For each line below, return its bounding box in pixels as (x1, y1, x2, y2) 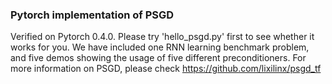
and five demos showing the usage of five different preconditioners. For (10, 52, 307, 64)
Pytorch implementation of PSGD (10, 8, 175, 22)
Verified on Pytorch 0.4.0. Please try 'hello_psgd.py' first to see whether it (10, 31, 315, 43)
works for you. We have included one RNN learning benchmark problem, (10, 41, 310, 53)
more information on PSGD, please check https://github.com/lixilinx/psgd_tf (10, 63, 322, 75)
